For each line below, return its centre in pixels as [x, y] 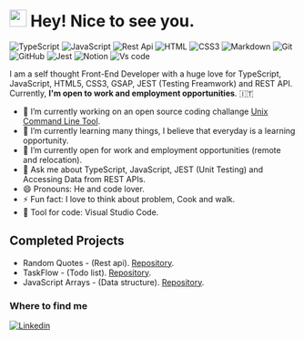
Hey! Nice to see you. [113, 21]
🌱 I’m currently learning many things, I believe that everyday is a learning [159, 130]
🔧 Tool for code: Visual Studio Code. [91, 212]
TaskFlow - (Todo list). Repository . [87, 272]
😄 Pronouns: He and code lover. [84, 189]
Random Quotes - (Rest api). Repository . [98, 262]
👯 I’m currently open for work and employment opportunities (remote [152, 149]
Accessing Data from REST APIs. [84, 179]
